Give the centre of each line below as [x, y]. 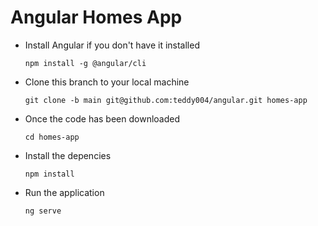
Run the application [64, 192]
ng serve [43, 211]
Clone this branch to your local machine [107, 82]
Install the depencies [68, 155]
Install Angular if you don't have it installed [112, 45]
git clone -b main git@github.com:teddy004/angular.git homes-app [166, 100]
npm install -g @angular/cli [85, 63]
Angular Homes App [96, 17]
